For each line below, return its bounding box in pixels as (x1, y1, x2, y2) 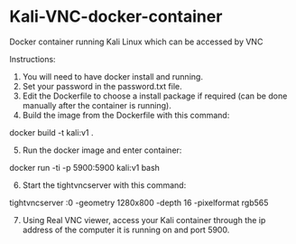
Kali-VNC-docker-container (9, 6, 223, 27)
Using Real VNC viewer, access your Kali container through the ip (22, 214, 266, 225)
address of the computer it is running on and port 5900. (22, 224, 230, 235)
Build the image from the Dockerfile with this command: (22, 109, 230, 120)
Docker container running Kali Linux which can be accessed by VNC (9, 36, 264, 47)
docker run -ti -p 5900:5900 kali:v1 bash (9, 162, 161, 173)
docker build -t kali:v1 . (9, 127, 94, 137)
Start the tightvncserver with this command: (22, 179, 187, 191)
